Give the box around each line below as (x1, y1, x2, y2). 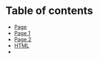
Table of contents (5, 4, 94, 18)
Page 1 (14, 29, 31, 36)
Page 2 (14, 36, 32, 43)
